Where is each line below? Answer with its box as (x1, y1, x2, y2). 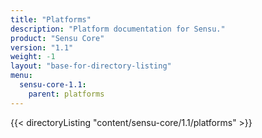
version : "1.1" (10, 42, 74, 53)
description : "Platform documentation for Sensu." (10, 24, 226, 34)
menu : (10, 71, 33, 81)
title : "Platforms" (10, 14, 92, 25)
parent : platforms (28, 89, 105, 99)
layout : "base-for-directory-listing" (10, 61, 172, 71)
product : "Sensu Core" (10, 33, 105, 43)
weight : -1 (10, 52, 56, 62)
